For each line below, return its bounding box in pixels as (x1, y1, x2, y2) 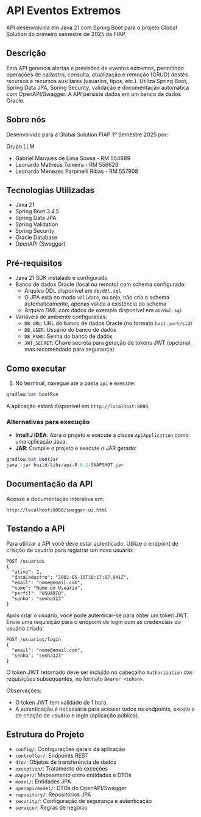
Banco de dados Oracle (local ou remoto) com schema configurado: (15, 280, 186, 288)
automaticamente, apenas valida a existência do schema (24, 300, 166, 307)
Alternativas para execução (6, 417, 90, 426)
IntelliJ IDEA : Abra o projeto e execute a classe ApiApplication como (15, 431, 189, 439)
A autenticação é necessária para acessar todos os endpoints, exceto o (15, 705, 195, 713)
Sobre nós (6, 114, 46, 125)
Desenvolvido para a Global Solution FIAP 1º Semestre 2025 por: (6, 131, 169, 138)
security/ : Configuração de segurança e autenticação (15, 797, 152, 805)
